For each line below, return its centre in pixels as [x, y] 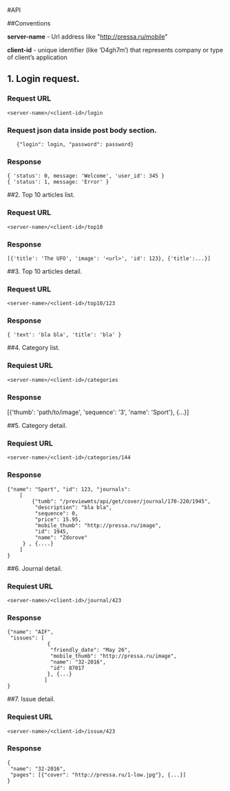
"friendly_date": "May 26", [91, 650]
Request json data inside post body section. [82, 130]
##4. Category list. [34, 348]
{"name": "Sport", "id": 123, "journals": [69, 489]
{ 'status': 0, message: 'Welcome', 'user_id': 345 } [86, 176]
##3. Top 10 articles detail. [45, 271]
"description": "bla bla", [73, 507]
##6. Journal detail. [35, 568]
